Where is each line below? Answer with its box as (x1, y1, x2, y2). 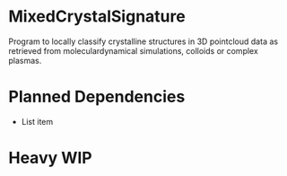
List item (21, 116, 54, 127)
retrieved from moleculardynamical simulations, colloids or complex (8, 45, 259, 56)
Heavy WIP (8, 148, 92, 168)
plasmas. (8, 55, 42, 66)
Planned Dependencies (8, 87, 186, 107)
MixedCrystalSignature (8, 6, 186, 27)
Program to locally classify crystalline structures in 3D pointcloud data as (8, 36, 279, 47)
